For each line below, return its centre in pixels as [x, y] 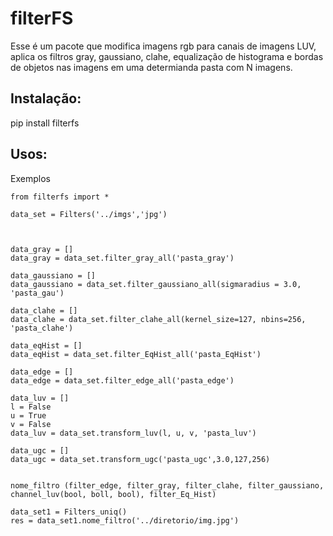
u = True [28, 415]
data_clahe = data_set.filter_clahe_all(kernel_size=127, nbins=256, [158, 319]
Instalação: [46, 98]
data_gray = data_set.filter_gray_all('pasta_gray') [122, 258]
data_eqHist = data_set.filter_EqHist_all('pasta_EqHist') [136, 354]
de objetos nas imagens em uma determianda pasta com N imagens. [151, 67]
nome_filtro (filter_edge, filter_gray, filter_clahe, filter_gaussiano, [167, 485]
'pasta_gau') [37, 293]
